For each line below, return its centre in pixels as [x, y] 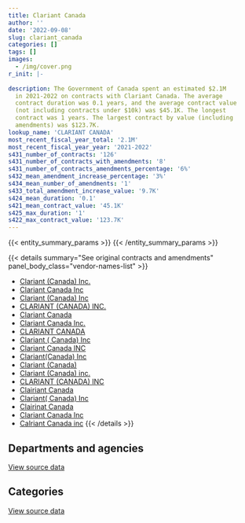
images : [21, 60]
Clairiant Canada [46, 390]
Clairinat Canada [46, 407]
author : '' [26, 23]
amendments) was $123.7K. [58, 125]
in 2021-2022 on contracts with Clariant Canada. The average [119, 96]
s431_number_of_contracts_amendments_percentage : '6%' [100, 169]
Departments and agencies [76, 448]
